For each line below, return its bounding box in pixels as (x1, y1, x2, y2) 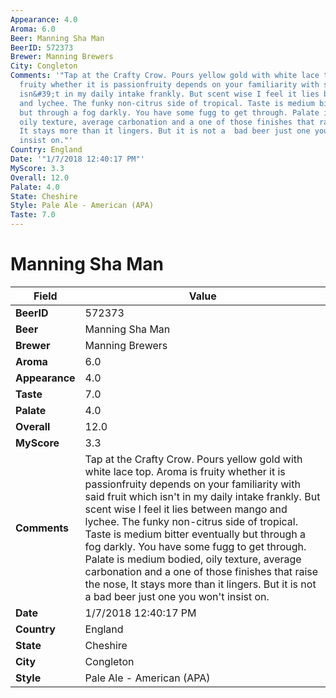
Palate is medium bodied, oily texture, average (84, 552, 302, 566)
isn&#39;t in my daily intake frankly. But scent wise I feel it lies (19, 89, 320, 99)
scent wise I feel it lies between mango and (84, 502, 288, 516)
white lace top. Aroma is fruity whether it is (84, 464, 286, 478)
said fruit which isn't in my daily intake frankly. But (84, 489, 321, 503)
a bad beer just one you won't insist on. (84, 589, 270, 603)
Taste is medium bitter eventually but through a (84, 527, 307, 541)
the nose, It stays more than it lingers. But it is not (84, 577, 317, 591)
